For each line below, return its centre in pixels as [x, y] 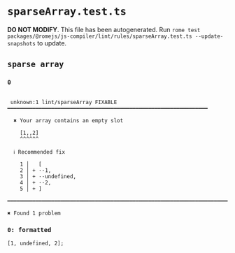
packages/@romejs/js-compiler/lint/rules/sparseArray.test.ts [100, 36]
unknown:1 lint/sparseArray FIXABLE [64, 102]
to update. [52, 43]
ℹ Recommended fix [39, 152]
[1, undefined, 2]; [36, 243]
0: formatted [29, 230]
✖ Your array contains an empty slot [69, 120]
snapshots [22, 43]
